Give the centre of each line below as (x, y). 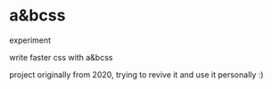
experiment (30, 40)
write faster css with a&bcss (61, 57)
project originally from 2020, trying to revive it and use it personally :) (136, 74)
